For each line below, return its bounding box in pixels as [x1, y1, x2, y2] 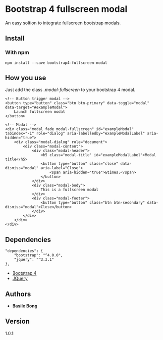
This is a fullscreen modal [40, 187, 99, 193]
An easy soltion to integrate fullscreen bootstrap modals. [5, 20, 121, 26]
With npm [5, 49, 29, 56]
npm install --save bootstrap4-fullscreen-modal [5, 60, 108, 65]
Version [5, 317, 30, 326]
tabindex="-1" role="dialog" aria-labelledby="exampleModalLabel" [5, 131, 145, 136]
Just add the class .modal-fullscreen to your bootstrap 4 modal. [5, 87, 135, 93]
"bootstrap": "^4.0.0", [14, 253, 63, 258]
